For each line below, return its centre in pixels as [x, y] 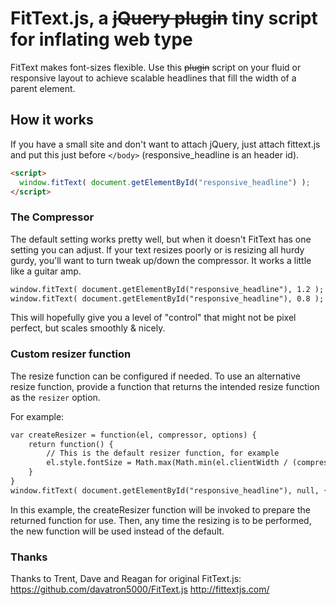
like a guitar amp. [46, 271]
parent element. [43, 88]
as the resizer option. [55, 397]
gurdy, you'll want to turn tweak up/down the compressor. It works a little [161, 260]
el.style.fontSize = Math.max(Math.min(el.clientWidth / [167, 463]
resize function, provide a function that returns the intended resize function [165, 386]
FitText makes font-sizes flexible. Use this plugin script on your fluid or [156, 67]
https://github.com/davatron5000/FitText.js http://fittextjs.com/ [140, 589]
